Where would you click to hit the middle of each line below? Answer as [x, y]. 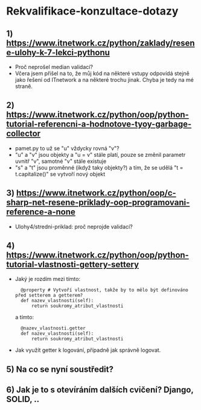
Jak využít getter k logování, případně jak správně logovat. [88, 350]
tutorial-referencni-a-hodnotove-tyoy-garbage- [99, 124]
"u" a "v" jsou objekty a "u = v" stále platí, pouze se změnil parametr [100, 154]
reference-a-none [41, 212]
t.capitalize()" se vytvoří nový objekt [60, 174]
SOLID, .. [23, 399]
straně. [24, 86]
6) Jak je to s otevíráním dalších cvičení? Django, [100, 390]
